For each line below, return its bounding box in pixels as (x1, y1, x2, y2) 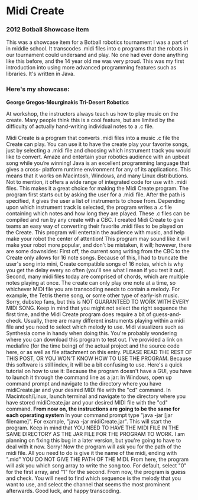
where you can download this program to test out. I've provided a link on (6, 336, 183, 343)
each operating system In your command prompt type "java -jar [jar (6, 411, 173, 419)
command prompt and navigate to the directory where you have (6, 380, 161, 387)
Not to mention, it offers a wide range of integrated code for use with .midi (6, 178, 187, 185)
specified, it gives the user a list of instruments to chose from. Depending (6, 197, 185, 204)
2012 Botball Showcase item (6, 26, 89, 34)
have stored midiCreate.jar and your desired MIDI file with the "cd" (6, 399, 168, 406)
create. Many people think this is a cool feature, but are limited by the (6, 116, 175, 123)
